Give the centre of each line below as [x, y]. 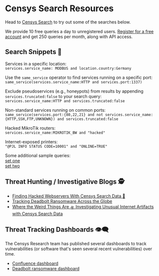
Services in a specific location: [36, 63]
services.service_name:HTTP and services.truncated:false [65, 101]
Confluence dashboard [35, 263]
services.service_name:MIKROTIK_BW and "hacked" [55, 133]
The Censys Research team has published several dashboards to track [76, 244]
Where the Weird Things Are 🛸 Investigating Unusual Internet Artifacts [83, 207]
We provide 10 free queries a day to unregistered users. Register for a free [79, 31]
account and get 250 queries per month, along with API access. [69, 37]
